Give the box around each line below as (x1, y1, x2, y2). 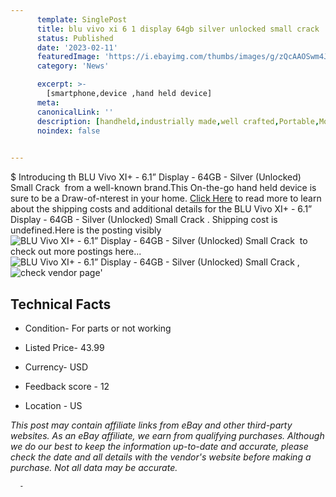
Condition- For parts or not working (24, 322, 172, 334)
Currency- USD (24, 361, 89, 373)
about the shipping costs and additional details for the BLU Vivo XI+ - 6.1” (10, 203, 313, 215)
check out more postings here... (10, 246, 142, 258)
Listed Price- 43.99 (24, 341, 105, 353)
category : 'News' (36, 61, 110, 71)
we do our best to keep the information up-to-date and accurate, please (10, 440, 309, 452)
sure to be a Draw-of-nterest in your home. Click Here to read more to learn (10, 192, 322, 205)
